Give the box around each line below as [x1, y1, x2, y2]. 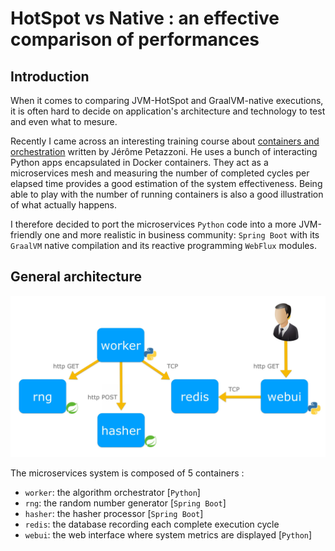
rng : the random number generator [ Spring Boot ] [24, 497, 227, 509]
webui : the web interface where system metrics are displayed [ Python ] [24, 528, 313, 541]
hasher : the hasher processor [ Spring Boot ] [24, 507, 204, 519]
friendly [10, 229, 43, 241]
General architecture [10, 268, 142, 286]
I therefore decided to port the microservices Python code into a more [10, 218, 297, 230]
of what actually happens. [10, 199, 118, 211]
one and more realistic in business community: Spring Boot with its [44, 229, 320, 241]
